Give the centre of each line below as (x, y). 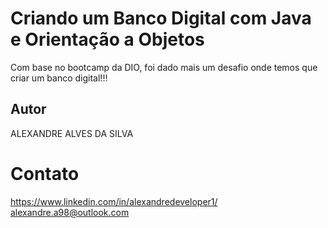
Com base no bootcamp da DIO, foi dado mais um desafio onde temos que (164, 67)
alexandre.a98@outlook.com (70, 212)
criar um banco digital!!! (59, 78)
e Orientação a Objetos (107, 39)
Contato (45, 173)
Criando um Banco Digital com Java (161, 18)
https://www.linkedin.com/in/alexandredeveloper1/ (114, 201)
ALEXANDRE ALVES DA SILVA (72, 133)
